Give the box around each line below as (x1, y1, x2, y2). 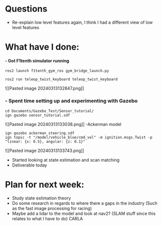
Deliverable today (12, 162, 47, 168)
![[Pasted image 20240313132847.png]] (5, 86, 84, 91)
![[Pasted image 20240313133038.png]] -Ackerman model (5, 121, 122, 127)
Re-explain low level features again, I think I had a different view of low (12, 19, 153, 25)
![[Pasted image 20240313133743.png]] (5, 148, 85, 153)
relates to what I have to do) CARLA (12, 215, 83, 221)
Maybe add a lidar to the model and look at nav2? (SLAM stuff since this (12, 211, 156, 216)
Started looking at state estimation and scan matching (12, 157, 120, 163)
